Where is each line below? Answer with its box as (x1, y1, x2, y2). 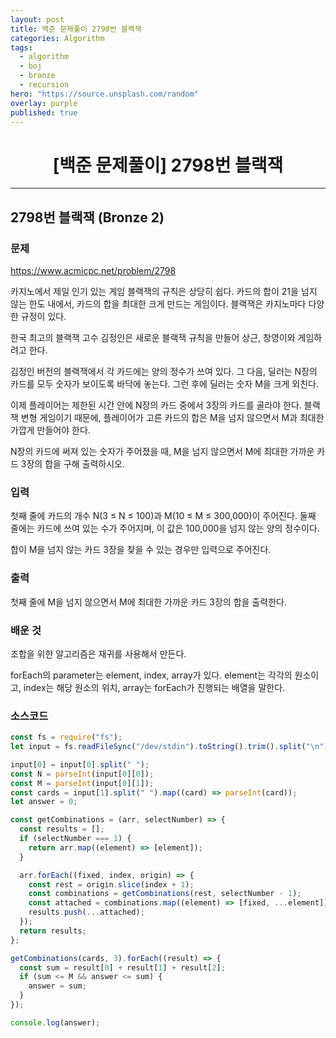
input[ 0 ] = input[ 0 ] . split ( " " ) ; (10, 759, 150, 770)
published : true (10, 107, 78, 118)
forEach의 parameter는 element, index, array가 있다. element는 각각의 (10, 669, 293, 681)
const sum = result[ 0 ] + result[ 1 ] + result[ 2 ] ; (19, 962, 226, 973)
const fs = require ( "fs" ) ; (10, 732, 123, 743)
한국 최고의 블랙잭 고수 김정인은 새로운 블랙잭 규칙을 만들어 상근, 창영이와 (10, 332, 296, 343)
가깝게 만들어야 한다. (10, 424, 91, 436)
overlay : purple (10, 98, 78, 108)
